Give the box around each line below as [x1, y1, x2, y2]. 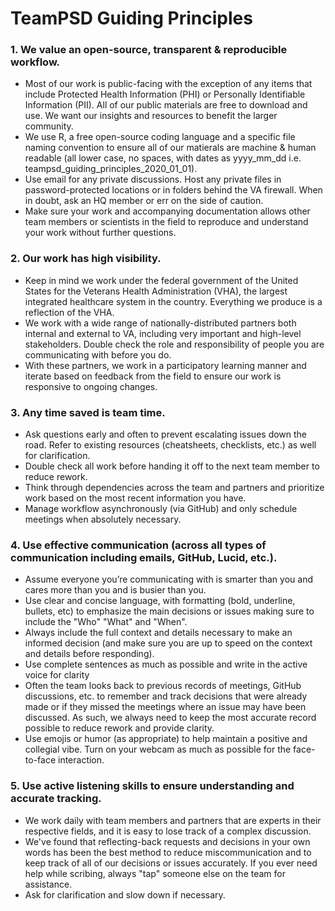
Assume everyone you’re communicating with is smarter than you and [24, 573, 313, 586]
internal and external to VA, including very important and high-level [24, 327, 302, 339]
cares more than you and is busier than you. [24, 584, 207, 596]
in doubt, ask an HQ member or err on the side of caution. [24, 195, 264, 207]
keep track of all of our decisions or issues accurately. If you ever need [24, 857, 318, 869]
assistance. [24, 878, 73, 890]
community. [24, 120, 74, 132]
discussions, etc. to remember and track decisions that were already [24, 690, 308, 702]
